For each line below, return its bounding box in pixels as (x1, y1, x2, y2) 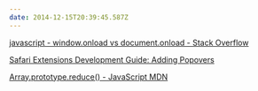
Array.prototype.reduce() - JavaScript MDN (9, 72, 168, 82)
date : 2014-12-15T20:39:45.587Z (9, 12, 129, 22)
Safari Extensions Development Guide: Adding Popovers (9, 54, 215, 64)
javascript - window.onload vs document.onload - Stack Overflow (9, 37, 249, 48)
